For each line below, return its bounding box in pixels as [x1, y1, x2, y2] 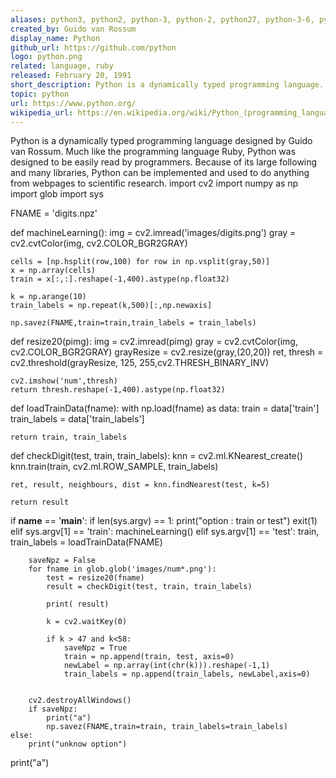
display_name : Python [10, 33, 101, 43]
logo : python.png [10, 52, 83, 62]
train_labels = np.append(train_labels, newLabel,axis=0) [63, 669, 311, 680]
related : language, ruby [10, 61, 114, 71]
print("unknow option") [28, 739, 128, 750]
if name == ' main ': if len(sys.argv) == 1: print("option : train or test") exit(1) [10, 515, 318, 527]
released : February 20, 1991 [10, 71, 132, 81]
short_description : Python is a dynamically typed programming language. [10, 80, 325, 90]
